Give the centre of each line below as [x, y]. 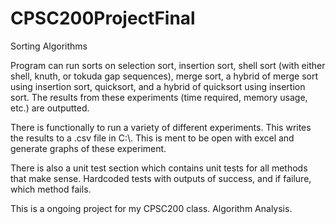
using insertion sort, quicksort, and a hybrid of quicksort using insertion [158, 86]
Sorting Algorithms [49, 46]
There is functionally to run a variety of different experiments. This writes [161, 127]
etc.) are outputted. [50, 108]
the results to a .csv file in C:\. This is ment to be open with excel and [152, 138]
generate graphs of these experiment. [88, 148]
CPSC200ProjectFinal [103, 18]
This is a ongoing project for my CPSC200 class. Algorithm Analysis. [151, 208]
